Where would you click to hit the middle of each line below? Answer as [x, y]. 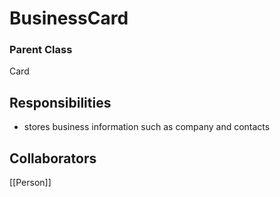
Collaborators [53, 158]
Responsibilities [60, 102]
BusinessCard [69, 18]
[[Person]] [30, 183]
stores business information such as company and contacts [147, 127]
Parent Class [41, 50]
